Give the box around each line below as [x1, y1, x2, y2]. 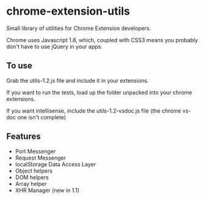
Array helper [15, 180, 47, 187]
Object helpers [15, 167, 53, 174]
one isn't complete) [17, 113, 66, 120]
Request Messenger [15, 154, 66, 161]
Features [6, 131, 41, 142]
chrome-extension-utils [6, 4, 130, 18]
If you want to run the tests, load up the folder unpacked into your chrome [6, 89, 192, 96]
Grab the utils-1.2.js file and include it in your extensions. [6, 76, 149, 84]
